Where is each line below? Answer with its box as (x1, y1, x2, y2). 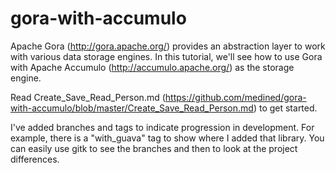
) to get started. (253, 102, 318, 114)
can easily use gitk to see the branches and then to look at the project (10, 142, 298, 154)
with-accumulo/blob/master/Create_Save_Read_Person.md (10, 102, 254, 114)
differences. (10, 153, 60, 165)
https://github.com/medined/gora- (164, 91, 307, 103)
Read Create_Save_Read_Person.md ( (10, 91, 166, 103)
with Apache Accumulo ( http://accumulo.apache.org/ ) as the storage (10, 61, 295, 73)
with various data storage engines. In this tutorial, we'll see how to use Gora (10, 50, 323, 62)
